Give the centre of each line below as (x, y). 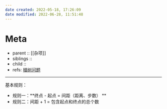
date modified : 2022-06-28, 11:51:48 (44, 14)
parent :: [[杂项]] (29, 53)
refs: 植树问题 (26, 70)
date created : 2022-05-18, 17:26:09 (43, 10)
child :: (19, 64)
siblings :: (22, 59)
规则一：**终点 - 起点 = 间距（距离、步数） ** (59, 96)
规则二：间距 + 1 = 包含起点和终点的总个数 (56, 102)
